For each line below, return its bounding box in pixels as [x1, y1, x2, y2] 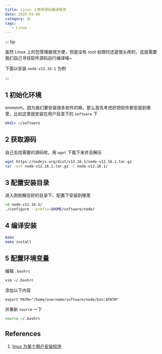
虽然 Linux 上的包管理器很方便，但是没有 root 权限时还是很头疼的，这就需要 [5, 49, 157, 55]
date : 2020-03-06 [5, 12, 40, 17]
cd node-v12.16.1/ [5, 202, 42, 207]
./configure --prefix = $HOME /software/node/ [5, 207, 95, 212]
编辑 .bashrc [5, 268, 31, 274]
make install [5, 239, 32, 244]
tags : [5, 21, 16, 26]
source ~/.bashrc [5, 316, 40, 321]
